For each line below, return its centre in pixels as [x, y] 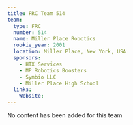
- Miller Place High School [59, 83]
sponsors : [27, 58]
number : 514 [30, 32]
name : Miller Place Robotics [55, 39]
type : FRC [27, 26]
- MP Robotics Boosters [53, 70]
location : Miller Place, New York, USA [70, 52]
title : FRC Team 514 [36, 13]
